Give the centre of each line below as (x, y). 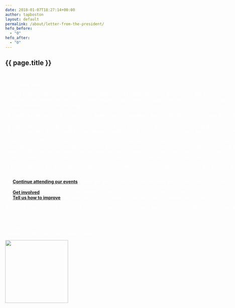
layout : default (22, 19)
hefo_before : (19, 29)
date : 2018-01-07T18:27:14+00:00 (40, 10)
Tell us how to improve (36, 197)
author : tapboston (24, 15)
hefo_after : (18, 38)
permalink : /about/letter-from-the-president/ (55, 24)
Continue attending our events (45, 181)
